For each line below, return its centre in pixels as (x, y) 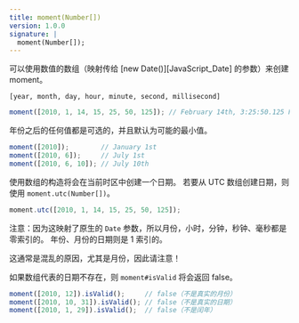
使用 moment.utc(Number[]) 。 (62, 193)
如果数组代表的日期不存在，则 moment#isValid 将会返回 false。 (123, 277)
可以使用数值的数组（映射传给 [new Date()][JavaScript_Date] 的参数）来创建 (149, 69)
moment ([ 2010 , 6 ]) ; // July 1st (77, 156)
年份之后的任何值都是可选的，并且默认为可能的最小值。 (110, 131)
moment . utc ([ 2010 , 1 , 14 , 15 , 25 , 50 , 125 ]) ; (95, 210)
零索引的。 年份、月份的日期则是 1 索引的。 (88, 239)
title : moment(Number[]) (55, 17)
